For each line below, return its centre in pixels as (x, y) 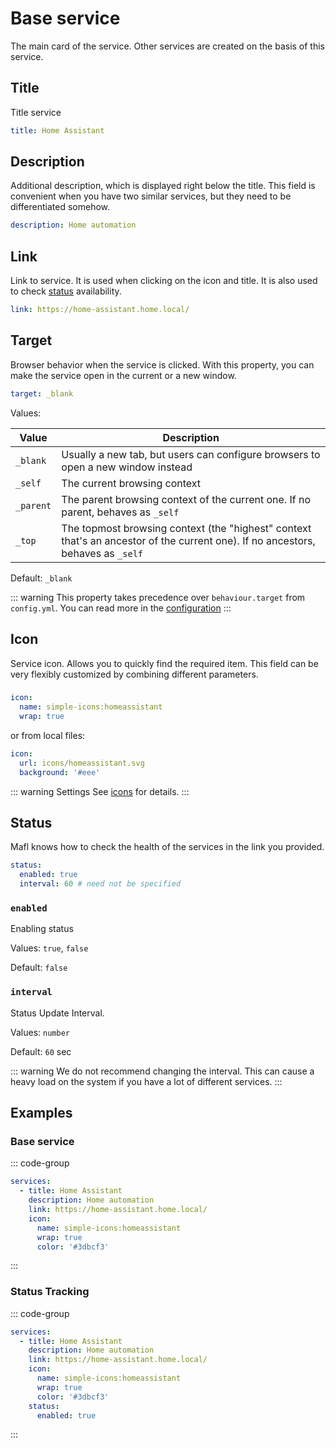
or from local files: (48, 736)
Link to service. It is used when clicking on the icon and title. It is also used (164, 281)
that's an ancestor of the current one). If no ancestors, (188, 540)
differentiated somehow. (60, 207)
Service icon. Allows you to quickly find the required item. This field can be (164, 663)
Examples (41, 1113)
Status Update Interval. (57, 1013)
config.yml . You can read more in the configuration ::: (121, 608)
